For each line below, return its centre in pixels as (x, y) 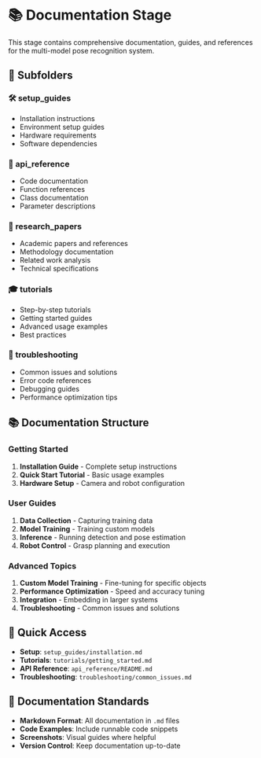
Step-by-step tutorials (55, 309)
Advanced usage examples (64, 326)
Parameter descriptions (57, 206)
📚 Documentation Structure (79, 423)
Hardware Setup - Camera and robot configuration (102, 483)
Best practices (43, 334)
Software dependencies (58, 143)
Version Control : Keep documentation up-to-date (100, 745)
